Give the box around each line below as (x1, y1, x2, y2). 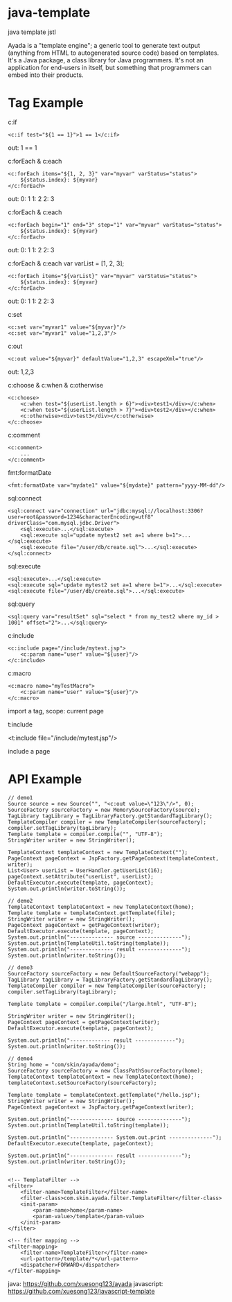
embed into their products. (8, 71, 84, 79)
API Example (8, 772, 82, 788)
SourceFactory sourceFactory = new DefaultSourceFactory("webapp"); (8, 970, 210, 977)
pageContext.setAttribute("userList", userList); (8, 873, 154, 880)
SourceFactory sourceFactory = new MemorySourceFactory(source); (8, 806, 200, 813)
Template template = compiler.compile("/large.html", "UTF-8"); (8, 1000, 197, 1007)
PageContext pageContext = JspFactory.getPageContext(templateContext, (8, 855, 219, 862)
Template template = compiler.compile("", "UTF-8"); (8, 831, 163, 837)
